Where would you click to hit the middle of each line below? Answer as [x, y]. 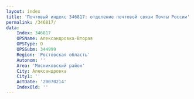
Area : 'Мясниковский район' [51, 66]
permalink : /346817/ [31, 22]
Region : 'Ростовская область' [54, 55]
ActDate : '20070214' [42, 82]
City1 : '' [29, 76]
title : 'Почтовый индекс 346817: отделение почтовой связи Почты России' [98, 17]
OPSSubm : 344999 [37, 49]
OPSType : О [30, 44]
